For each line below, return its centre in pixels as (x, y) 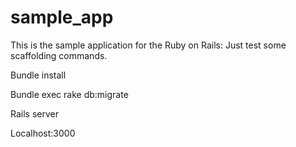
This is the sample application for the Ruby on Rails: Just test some (148, 45)
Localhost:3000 (43, 133)
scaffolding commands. (59, 55)
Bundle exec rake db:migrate (69, 94)
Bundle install (38, 75)
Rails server (34, 113)
